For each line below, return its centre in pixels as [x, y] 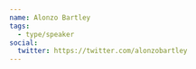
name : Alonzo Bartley [50, 17]
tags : [19, 26]
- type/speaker [46, 34]
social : [24, 43]
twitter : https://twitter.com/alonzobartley [103, 51]
